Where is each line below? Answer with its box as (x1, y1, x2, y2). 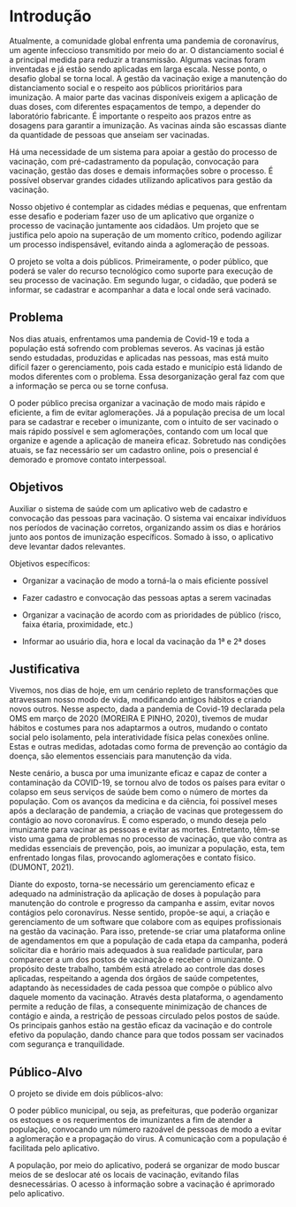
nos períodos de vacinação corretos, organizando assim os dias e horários (9, 522, 281, 533)
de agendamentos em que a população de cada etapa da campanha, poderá (9, 935, 288, 946)
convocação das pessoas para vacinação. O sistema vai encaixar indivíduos (9, 512, 287, 523)
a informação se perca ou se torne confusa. (9, 381, 169, 391)
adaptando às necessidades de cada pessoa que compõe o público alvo (9, 982, 273, 993)
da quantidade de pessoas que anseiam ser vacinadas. (9, 129, 210, 140)
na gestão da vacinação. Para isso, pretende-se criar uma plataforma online (9, 926, 285, 937)
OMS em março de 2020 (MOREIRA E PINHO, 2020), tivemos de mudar (9, 713, 269, 724)
